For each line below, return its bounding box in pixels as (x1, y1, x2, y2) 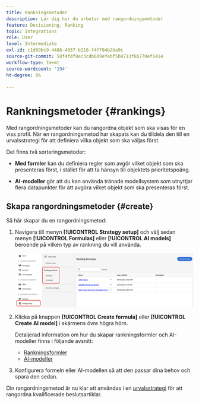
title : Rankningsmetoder (6, 9, 68, 15)
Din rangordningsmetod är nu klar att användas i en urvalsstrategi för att (6, 384, 183, 392)
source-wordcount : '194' (6, 66, 68, 72)
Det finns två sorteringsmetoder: (6, 148, 86, 155)
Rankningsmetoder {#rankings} (6, 104, 166, 118)
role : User (6, 34, 33, 41)
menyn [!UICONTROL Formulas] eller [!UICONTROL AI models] (14, 235, 171, 241)
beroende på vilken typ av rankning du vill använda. (14, 241, 141, 248)
